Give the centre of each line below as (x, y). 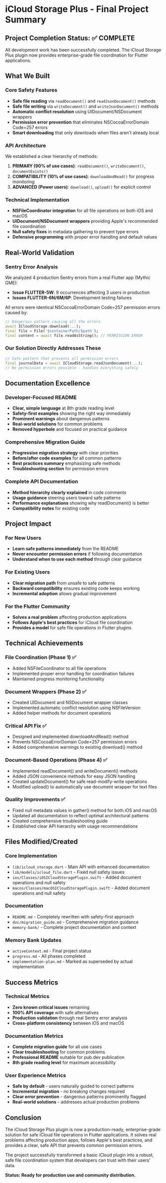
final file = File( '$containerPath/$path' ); (52, 331)
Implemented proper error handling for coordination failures (73, 673)
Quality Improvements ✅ (35, 799)
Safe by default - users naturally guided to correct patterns (73, 1086)
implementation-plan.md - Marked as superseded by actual (72, 962)
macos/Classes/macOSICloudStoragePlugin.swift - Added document (81, 888)
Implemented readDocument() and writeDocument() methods (75, 771)
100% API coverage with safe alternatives (55, 1012)
